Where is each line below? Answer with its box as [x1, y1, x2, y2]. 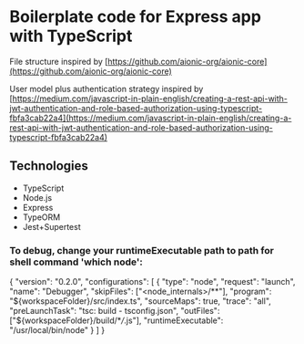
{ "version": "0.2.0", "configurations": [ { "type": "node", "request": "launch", [9, 276, 296, 287]
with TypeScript [9, 26, 133, 47]
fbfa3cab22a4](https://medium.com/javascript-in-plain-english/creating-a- [9, 112, 292, 123]
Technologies [9, 158, 89, 174]
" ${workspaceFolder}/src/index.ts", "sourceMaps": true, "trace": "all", [9, 296, 271, 307]
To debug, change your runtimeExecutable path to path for [9, 244, 275, 256]
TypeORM [22, 212, 61, 223]
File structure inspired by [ [9, 56, 108, 67]
